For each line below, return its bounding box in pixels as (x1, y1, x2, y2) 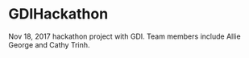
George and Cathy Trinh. (8, 39, 90, 49)
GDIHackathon (8, 5, 109, 23)
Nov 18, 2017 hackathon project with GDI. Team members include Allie (8, 31, 241, 41)
